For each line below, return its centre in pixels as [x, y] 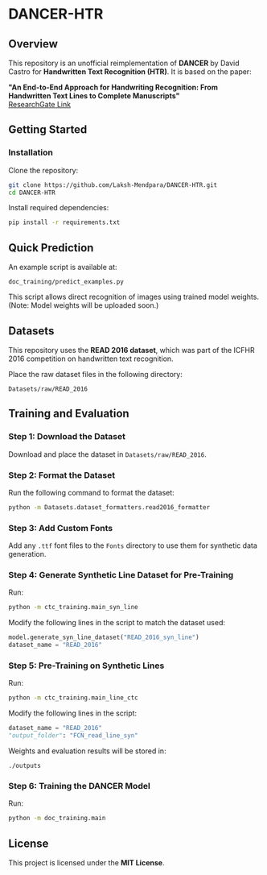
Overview [33, 44]
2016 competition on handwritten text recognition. [91, 359]
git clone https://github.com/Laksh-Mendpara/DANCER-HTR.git [113, 185]
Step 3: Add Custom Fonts [61, 528]
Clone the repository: [43, 170]
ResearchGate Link [39, 104]
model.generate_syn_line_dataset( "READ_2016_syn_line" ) [104, 637]
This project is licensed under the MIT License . [86, 862]
